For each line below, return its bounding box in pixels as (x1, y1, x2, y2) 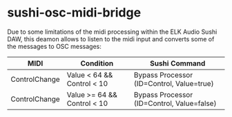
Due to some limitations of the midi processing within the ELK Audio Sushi (7, 28, 217, 36)
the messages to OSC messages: (7, 42, 101, 50)
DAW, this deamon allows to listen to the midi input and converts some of (7, 34, 215, 43)
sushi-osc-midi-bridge (7, 5, 142, 21)
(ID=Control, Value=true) (133, 78, 214, 88)
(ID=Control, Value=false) (133, 98, 217, 108)
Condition (80, 58, 114, 68)
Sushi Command (149, 58, 206, 68)
